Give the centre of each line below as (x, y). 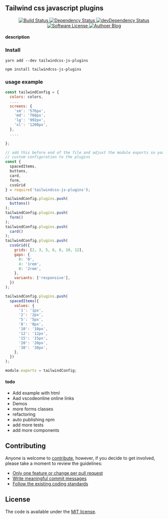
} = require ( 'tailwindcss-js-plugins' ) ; (48, 190)
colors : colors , (26, 97)
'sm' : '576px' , (30, 111)
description (17, 37)
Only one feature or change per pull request (58, 473)
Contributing (25, 446)
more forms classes (33, 409)
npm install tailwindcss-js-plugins (43, 69)
